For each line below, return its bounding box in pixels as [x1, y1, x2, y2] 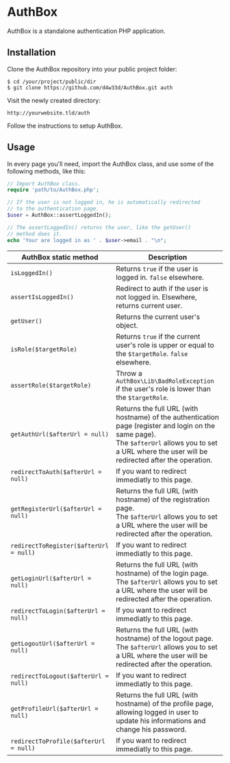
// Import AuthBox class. [7, 180, 81, 187]
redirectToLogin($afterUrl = [10, 607, 105, 615]
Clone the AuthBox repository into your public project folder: [7, 64, 177, 73]
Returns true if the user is [116, 263, 199, 273]
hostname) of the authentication [116, 412, 219, 422]
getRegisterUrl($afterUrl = [10, 505, 102, 513]
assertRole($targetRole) [10, 381, 92, 389]
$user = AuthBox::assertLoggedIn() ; [7, 212, 112, 219]
